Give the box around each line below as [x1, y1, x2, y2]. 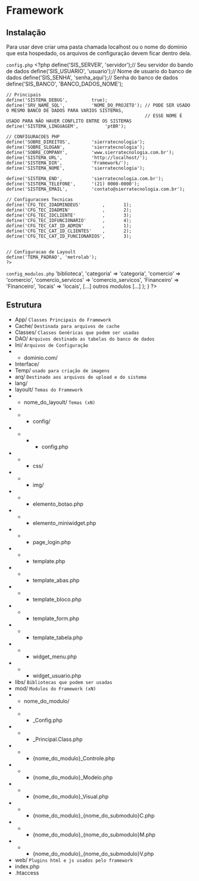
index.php [14, 862, 40, 870]
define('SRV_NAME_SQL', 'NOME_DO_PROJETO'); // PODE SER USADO [6, 102, 191, 108]
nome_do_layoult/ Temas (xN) [23, 399, 95, 406]
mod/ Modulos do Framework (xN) [14, 685, 97, 692]
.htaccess [14, 869, 39, 876]
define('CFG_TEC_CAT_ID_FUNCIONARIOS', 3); [6, 233, 132, 239]
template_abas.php [32, 576, 80, 584]
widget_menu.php [32, 653, 77, 660]
